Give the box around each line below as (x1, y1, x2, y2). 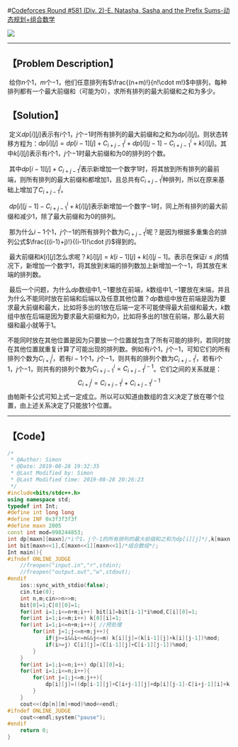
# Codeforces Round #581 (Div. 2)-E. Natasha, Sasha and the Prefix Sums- (7, 6, 224, 14)
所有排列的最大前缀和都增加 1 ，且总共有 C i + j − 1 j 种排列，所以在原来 (25, 173, 219, 185)
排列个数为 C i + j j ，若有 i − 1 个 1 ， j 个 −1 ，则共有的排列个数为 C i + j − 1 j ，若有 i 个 (7, 353, 223, 364)
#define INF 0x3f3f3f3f (7, 516, 78, 523)
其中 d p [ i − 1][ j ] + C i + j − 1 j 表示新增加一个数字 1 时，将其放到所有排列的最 (8, 163, 214, 175)
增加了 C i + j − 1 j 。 (19, 184, 67, 195)
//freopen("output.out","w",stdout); (20, 569, 132, 576)
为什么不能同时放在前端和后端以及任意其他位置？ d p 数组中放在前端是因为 (7, 294, 220, 303)
